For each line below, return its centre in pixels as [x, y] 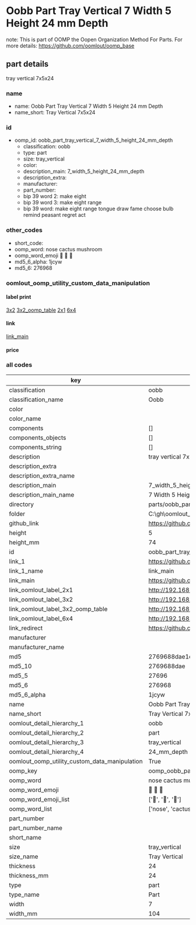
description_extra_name [42, 476]
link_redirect [26, 628]
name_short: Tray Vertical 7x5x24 [55, 112]
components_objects [38, 438]
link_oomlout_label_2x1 [41, 590]
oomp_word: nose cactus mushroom [58, 249]
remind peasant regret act [54, 215]
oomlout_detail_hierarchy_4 [46, 752]
